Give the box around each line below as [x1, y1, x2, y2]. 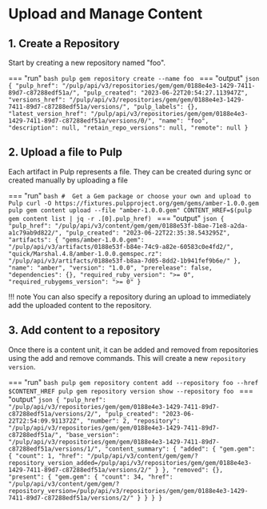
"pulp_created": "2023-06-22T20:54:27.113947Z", [83, 89, 249, 97]
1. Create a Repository [8, 37, 120, 50]
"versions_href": [8, 96, 66, 104]
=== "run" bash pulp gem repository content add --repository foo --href [8, 377, 259, 387]
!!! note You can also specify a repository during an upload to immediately [8, 291, 252, 301]
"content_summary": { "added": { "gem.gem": [105, 445, 256, 453]
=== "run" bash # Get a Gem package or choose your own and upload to [8, 190, 252, 200]
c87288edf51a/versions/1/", [8, 445, 102, 453]
